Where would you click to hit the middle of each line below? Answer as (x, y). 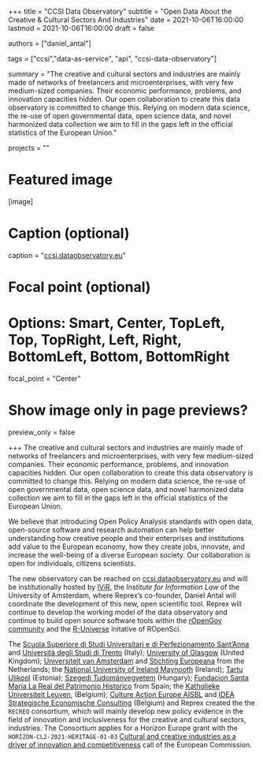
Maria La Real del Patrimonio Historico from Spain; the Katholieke (114, 686)
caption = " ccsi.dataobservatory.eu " (67, 255)
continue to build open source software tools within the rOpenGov (115, 620)
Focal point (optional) (80, 287)
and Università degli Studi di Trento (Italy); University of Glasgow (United (126, 652)
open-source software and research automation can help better (111, 530)
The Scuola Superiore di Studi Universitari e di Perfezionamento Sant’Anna (129, 644)
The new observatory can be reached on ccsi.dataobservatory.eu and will (128, 578)
